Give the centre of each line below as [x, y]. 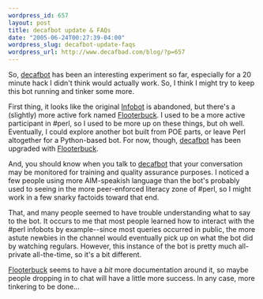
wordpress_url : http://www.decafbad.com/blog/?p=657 [97, 52]
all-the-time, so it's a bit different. [87, 254]
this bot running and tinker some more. [71, 91]
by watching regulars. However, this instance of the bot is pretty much [122, 246]
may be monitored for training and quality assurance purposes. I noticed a [129, 172]
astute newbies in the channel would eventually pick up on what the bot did [131, 238]
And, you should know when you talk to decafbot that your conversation [126, 164]
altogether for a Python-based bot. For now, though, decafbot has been [125, 140]
